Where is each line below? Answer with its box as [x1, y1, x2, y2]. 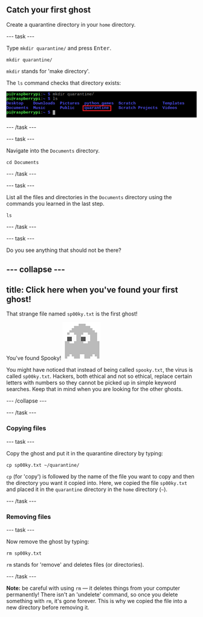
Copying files [6, 424, 47, 432]
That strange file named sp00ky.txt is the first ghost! [6, 310, 138, 317]
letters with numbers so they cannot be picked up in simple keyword [6, 379, 176, 386]
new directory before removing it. [6, 604, 89, 611]
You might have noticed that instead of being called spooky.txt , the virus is [6, 366, 193, 374]
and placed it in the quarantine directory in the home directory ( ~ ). [6, 486, 168, 493]
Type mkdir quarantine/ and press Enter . [6, 44, 112, 51]
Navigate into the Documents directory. [6, 147, 100, 154]
